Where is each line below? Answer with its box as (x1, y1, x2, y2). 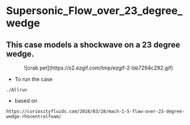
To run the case (14, 76, 53, 82)
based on (14, 98, 38, 104)
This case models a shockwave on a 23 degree (6, 40, 181, 50)
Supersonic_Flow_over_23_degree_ (6, 4, 183, 18)
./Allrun (6, 87, 28, 93)
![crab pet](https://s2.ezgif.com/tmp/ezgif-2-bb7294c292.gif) (23, 64, 174, 71)
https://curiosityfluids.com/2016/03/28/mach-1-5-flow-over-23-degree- (6, 109, 185, 114)
